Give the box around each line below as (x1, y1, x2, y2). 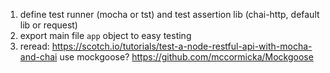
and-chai (19, 51, 58, 63)
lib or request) (19, 19, 78, 31)
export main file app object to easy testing (19, 30, 192, 41)
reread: (19, 40, 50, 52)
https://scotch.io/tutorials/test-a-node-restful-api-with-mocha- (51, 40, 313, 52)
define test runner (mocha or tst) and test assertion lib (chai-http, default (19, 9, 320, 20)
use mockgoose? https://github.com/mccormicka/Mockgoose (59, 51, 314, 63)
